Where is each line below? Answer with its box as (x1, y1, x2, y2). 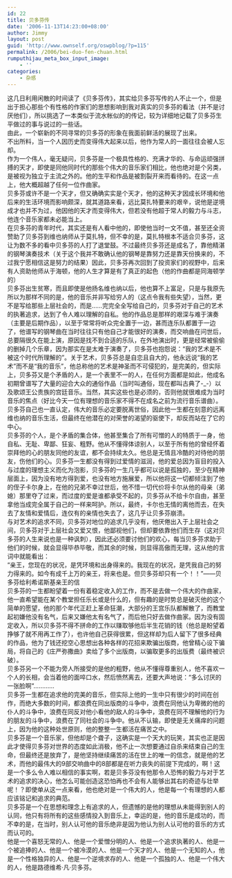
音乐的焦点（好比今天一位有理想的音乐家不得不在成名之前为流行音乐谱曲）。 (7, 397, 222, 405)
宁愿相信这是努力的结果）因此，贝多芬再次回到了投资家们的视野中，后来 (19, 259, 225, 267)
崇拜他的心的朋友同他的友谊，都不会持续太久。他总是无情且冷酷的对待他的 (7, 449, 219, 457)
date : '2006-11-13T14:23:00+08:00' (7, 23, 110, 30)
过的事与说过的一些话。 (19, 120, 86, 129)
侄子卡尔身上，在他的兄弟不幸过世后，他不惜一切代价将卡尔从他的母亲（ (12, 483, 219, 492)
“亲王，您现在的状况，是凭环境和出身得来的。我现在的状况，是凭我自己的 (7, 561, 216, 569)
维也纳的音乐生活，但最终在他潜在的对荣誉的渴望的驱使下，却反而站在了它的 (7, 414, 225, 422)
